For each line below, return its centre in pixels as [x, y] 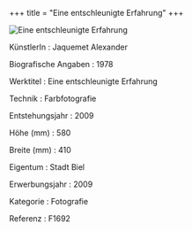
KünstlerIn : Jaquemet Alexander [68, 47]
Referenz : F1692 [40, 219]
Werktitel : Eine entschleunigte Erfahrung [84, 81]
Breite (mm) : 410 [41, 150]
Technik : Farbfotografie [53, 98]
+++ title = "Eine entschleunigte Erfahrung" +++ [96, 13]
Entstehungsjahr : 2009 [52, 115]
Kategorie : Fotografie [49, 201]
